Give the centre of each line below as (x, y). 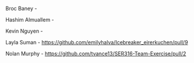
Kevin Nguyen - (24, 31)
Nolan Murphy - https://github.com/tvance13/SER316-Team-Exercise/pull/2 (96, 54)
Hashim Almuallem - (30, 20)
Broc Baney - (21, 8)
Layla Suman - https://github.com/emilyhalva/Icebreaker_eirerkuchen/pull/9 (97, 42)
